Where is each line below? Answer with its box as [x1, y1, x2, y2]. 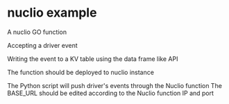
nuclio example [7, 5, 97, 21]
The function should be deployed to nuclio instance [7, 68, 155, 76]
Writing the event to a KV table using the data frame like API [7, 54, 178, 63]
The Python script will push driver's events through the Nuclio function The [7, 81, 222, 89]
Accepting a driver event [7, 41, 78, 49]
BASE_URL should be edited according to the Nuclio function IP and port [7, 89, 214, 97]
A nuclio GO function [7, 28, 67, 36]
